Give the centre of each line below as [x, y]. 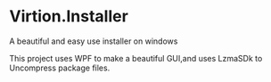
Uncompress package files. [60, 68]
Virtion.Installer [69, 16]
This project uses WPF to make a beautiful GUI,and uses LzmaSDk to [136, 58]
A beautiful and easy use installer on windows [94, 41]
